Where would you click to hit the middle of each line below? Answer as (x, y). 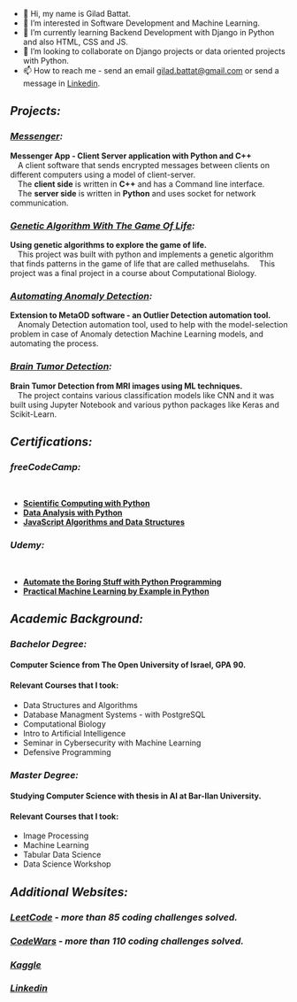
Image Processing (56, 836)
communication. (39, 203)
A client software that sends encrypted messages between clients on (144, 165)
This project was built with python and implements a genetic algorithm (146, 254)
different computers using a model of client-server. (103, 174)
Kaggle (26, 965)
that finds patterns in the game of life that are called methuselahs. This (143, 263)
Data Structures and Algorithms (80, 705)
